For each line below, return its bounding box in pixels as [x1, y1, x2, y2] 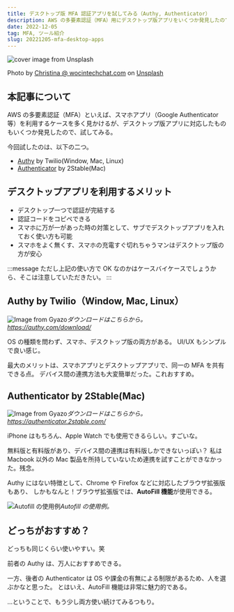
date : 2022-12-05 [7, 23, 58, 30]
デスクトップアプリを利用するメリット [7, 186, 172, 198]
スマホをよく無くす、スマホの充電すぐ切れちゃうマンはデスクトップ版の [17, 240, 224, 249]
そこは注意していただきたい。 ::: [19, 273, 112, 281]
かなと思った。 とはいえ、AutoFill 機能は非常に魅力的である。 [13, 583, 191, 591]
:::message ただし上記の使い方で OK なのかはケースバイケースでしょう [7, 264, 210, 273]
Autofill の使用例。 [60, 503, 114, 511]
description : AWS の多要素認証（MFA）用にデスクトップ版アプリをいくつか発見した [7, 17, 221, 24]
